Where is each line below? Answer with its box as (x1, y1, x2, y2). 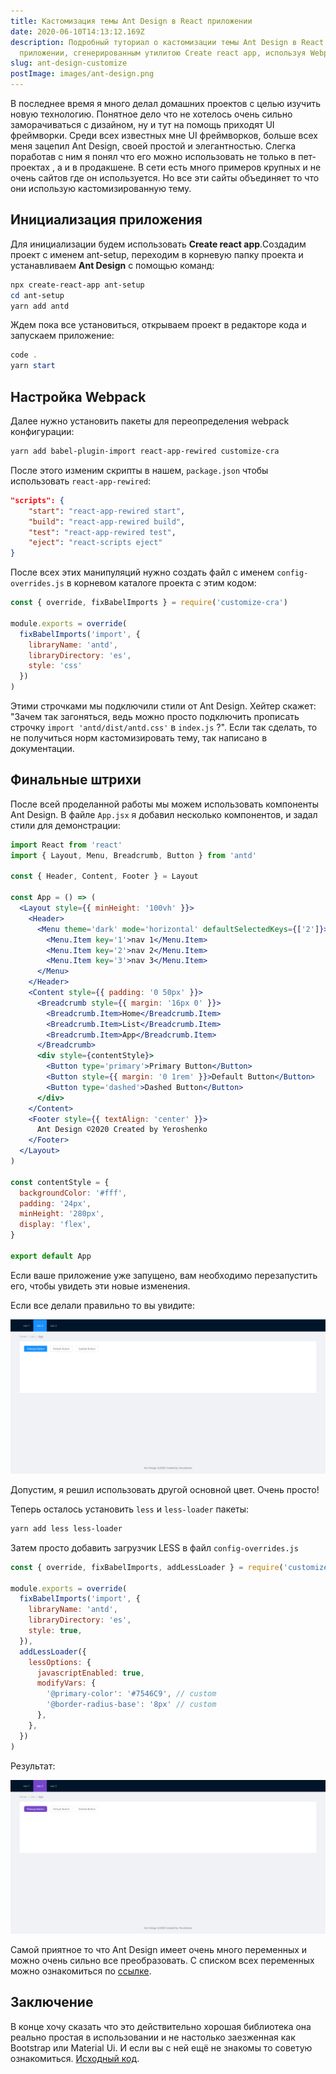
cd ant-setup (10, 290, 65, 300)
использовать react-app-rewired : (10, 475, 152, 487)
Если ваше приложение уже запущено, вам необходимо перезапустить (10, 1269, 318, 1281)
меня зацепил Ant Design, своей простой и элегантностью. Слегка (10, 140, 297, 152)
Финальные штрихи (10, 771, 142, 789)
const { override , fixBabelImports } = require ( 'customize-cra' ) (10, 598, 288, 608)
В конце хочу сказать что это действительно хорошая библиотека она (10, 2020, 312, 2032)
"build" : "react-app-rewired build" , (28, 516, 186, 527)
